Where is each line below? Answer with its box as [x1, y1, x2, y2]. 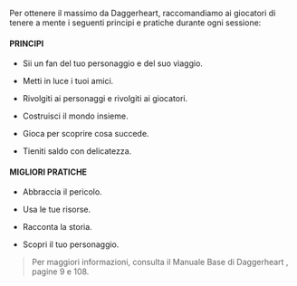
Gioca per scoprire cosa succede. [22, 129, 149, 139]
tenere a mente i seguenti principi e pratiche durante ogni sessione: [9, 17, 262, 28]
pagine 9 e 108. [31, 266, 90, 277]
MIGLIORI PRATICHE [9, 167, 88, 177]
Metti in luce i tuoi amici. [22, 76, 114, 87]
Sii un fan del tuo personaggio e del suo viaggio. [22, 58, 204, 69]
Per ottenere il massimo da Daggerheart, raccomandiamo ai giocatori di [9, 8, 276, 18]
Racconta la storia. [22, 222, 92, 233]
